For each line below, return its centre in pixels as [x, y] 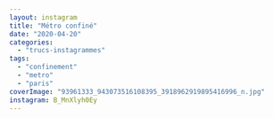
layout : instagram [43, 17]
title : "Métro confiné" [54, 26]
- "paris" [35, 83]
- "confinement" [47, 67]
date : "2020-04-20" [45, 34]
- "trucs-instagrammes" [61, 51]
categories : [31, 42]
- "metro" [35, 75]
